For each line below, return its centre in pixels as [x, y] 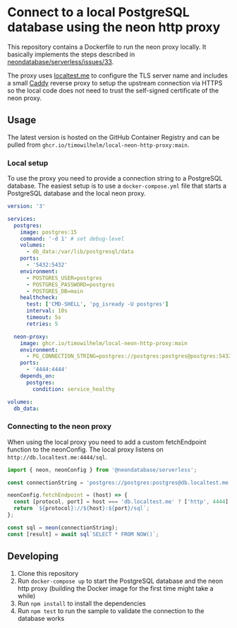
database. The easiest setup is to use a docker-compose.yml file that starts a [117, 186]
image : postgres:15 [49, 232]
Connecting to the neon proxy [59, 426]
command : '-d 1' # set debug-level [72, 238]
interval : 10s [47, 311]
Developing [33, 556]
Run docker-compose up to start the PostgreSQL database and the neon [120, 581]
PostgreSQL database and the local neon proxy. [77, 193]
